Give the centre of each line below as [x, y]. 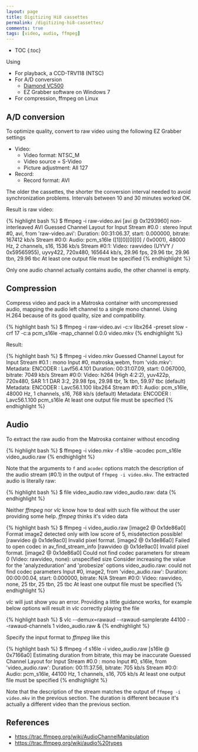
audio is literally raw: [31, 481]
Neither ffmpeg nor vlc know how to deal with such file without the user [93, 510]
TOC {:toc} [28, 50]
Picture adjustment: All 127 [56, 167]
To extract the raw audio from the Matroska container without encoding [93, 439]
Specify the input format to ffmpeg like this [58, 637]
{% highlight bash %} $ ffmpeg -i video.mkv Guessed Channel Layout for [95, 356]
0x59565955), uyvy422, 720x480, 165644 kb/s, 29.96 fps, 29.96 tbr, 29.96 [98, 252]
